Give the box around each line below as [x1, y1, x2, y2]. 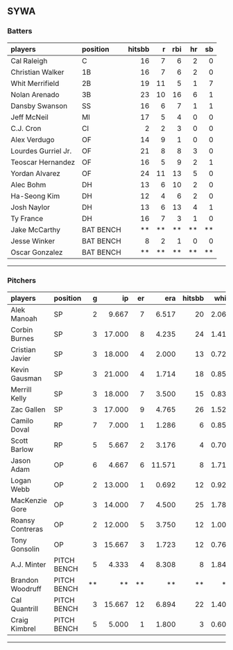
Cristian [10, 344, 36, 354]
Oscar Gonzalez [10, 247, 63, 257]
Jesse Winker [10, 236, 55, 245]
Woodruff [10, 583, 42, 593]
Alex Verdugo [10, 134, 55, 144]
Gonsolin [10, 544, 40, 554]
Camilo [10, 416, 34, 425]
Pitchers [7, 275, 37, 285]
